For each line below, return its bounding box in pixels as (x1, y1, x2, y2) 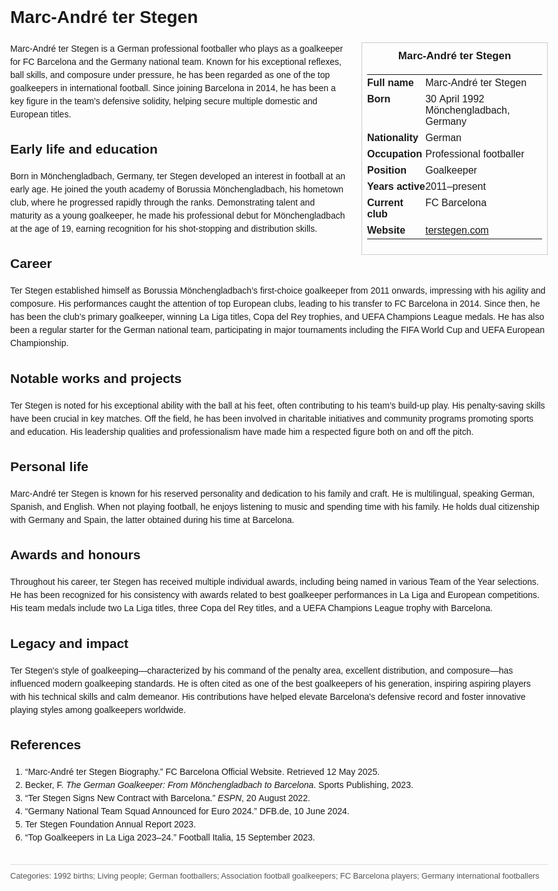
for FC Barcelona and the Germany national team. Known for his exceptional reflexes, (10, 56, 342, 67)
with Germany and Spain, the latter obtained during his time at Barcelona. (10, 514, 295, 525)
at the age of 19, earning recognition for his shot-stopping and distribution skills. (10, 223, 318, 235)
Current (367, 196, 404, 208)
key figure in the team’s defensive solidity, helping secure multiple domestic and (10, 95, 318, 107)
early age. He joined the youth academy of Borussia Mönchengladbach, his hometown (10, 184, 344, 195)
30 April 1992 (425, 93, 485, 105)
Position (367, 164, 408, 176)
